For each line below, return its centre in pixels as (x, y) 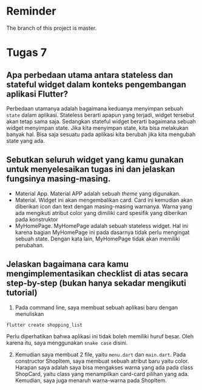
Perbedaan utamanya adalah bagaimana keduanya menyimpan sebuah (95, 108)
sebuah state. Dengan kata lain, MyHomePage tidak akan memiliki (97, 239)
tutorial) (22, 293)
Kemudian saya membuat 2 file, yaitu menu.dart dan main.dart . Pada (100, 354)
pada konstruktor (37, 219)
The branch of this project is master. (52, 28)
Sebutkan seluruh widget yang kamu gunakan (95, 160)
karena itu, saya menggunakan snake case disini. (67, 343)
